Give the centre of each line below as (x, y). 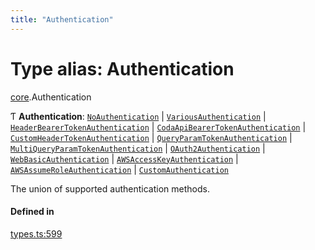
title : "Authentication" (62, 19)
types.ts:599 (36, 233)
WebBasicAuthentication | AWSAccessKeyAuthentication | (124, 158)
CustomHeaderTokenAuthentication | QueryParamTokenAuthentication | (151, 137)
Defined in (32, 212)
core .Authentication (51, 97)
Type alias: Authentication (122, 68)
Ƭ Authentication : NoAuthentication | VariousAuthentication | (138, 116)
